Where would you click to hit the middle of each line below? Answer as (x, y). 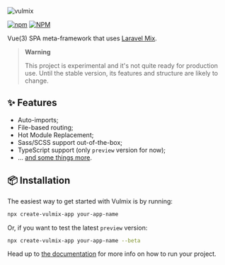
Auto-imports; (38, 119)
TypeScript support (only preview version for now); (92, 150)
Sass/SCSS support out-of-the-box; (70, 142)
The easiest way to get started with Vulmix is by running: (90, 201)
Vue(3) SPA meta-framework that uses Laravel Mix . (82, 38)
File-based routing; (45, 127)
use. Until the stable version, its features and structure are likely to (121, 73)
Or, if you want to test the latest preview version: (77, 228)
